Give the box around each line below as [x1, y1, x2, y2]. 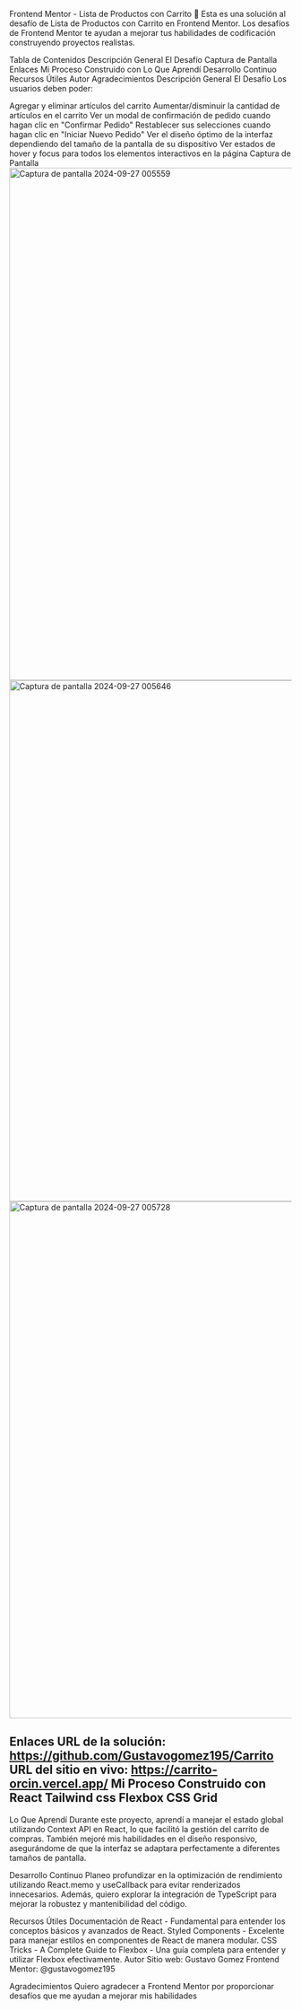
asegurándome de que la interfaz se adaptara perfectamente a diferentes [9, 1842, 280, 1853]
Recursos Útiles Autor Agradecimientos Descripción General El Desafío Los [9, 74, 288, 84]
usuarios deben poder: [9, 83, 94, 93]
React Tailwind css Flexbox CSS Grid [9, 1790, 218, 1805]
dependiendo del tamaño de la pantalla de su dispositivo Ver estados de [9, 139, 276, 149]
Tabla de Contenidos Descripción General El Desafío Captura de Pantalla [9, 55, 278, 65]
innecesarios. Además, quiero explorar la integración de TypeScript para [9, 1889, 278, 1900]
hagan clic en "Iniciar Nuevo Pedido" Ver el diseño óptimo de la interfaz [9, 129, 273, 139]
